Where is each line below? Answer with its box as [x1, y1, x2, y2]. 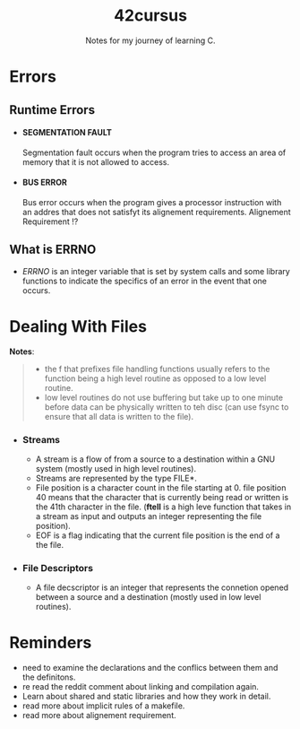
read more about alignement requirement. [21, 710, 176, 721]
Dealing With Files [9, 316, 148, 336]
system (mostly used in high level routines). [35, 463, 197, 473]
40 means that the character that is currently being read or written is [35, 491, 289, 502]
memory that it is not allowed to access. [21, 156, 170, 167]
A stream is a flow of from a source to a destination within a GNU [35, 454, 276, 464]
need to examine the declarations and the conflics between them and [21, 663, 279, 673]
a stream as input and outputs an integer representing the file [35, 510, 262, 521]
